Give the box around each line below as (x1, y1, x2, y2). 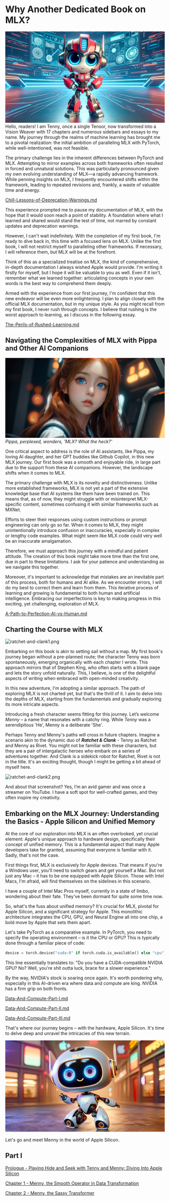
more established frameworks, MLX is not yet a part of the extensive (5, 485, 148, 491)
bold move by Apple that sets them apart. (5, 920, 92, 926)
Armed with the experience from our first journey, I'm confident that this (5, 290, 155, 296)
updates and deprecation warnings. (5, 223, 79, 229)
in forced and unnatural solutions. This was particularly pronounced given (5, 165, 159, 171)
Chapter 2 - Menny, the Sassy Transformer (5, 1190, 95, 1196)
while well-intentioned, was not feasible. (5, 145, 90, 151)
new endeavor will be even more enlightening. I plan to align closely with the (5, 295, 164, 301)
